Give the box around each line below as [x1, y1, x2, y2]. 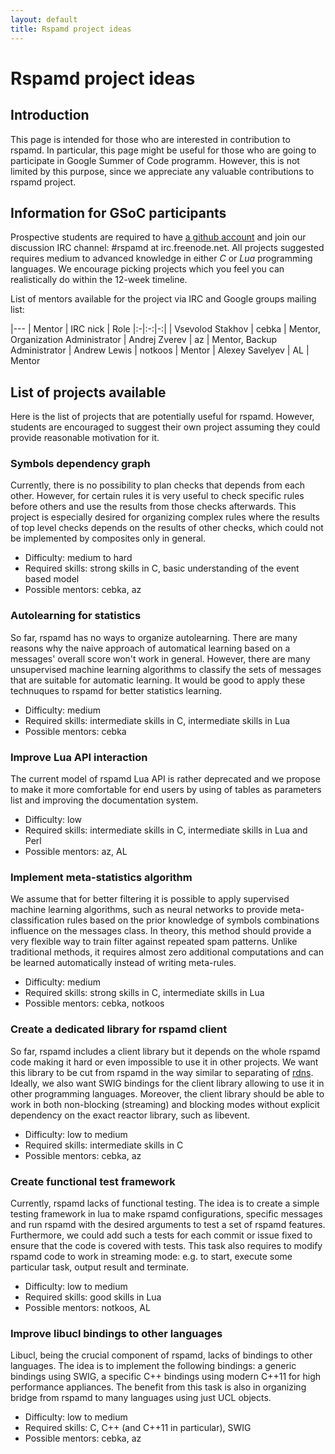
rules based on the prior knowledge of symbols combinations [66, 914, 320, 926]
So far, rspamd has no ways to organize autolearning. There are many [10, 631, 298, 643]
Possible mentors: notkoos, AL [24, 1301, 151, 1313]
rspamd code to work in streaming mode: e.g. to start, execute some [10, 1250, 293, 1262]
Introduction [10, 107, 90, 124]
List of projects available [10, 384, 167, 401]
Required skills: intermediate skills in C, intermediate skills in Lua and [24, 824, 308, 836]
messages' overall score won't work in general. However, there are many [10, 652, 311, 665]
